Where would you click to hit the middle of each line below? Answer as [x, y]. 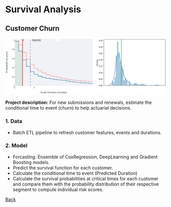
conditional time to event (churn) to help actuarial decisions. [68, 108]
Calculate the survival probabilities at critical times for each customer [86, 178]
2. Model [16, 146]
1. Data [14, 121]
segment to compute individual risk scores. [58, 189]
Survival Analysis [43, 9]
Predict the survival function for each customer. [63, 168]
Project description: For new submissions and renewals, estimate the [79, 102]
